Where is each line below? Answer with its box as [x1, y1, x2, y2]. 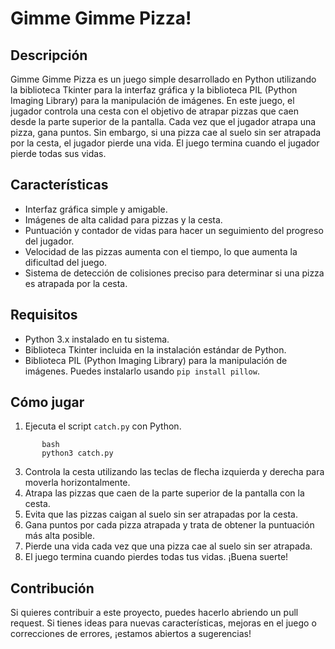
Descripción [10, 47, 88, 64]
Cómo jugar [10, 394, 85, 411]
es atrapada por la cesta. [24, 277, 128, 289]
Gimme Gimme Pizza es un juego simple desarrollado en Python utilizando [10, 73, 317, 85]
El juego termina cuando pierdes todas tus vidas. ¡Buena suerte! [24, 551, 289, 563]
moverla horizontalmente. [24, 477, 131, 489]
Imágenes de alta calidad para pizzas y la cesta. [24, 213, 223, 226]
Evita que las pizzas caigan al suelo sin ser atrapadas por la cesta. [24, 508, 298, 521]
